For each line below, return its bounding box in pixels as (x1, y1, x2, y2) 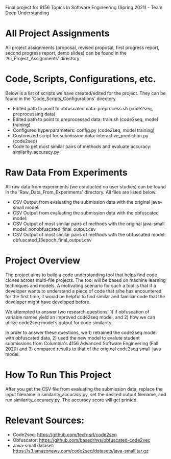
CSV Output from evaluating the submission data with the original (12, 199, 151, 205)
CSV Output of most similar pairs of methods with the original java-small (12, 221, 165, 227)
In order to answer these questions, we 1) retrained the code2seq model (5, 329, 157, 335)
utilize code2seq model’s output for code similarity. (5, 319, 113, 326)
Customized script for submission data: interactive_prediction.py (12, 132, 149, 138)
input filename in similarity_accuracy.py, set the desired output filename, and (5, 391, 166, 397)
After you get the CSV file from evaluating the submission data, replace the (5, 385, 163, 392)
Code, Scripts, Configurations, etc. (5, 74, 157, 85)
